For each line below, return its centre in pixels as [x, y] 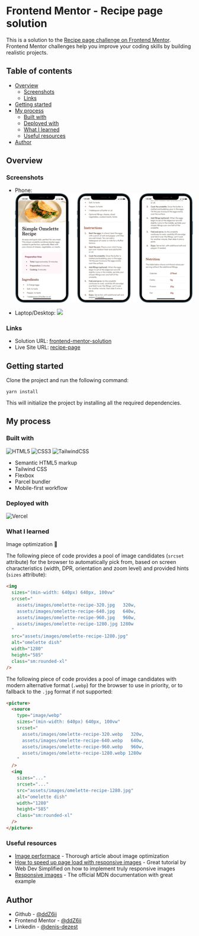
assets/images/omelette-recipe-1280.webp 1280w [82, 753]
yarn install [22, 392]
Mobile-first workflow [41, 488]
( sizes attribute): [27, 575]
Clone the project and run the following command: [68, 380]
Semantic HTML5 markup [46, 463]
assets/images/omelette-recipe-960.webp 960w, [83, 747]
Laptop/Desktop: [35, 313]
